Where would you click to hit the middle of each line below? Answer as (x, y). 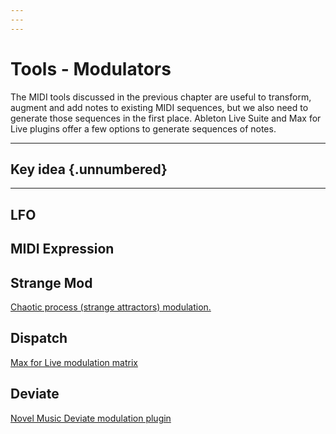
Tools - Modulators (91, 68)
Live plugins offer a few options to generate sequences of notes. (143, 128)
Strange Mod (51, 282)
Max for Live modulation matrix (74, 362)
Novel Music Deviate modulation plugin (91, 418)
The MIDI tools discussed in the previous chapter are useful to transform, (161, 97)
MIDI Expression (62, 249)
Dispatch (39, 338)
